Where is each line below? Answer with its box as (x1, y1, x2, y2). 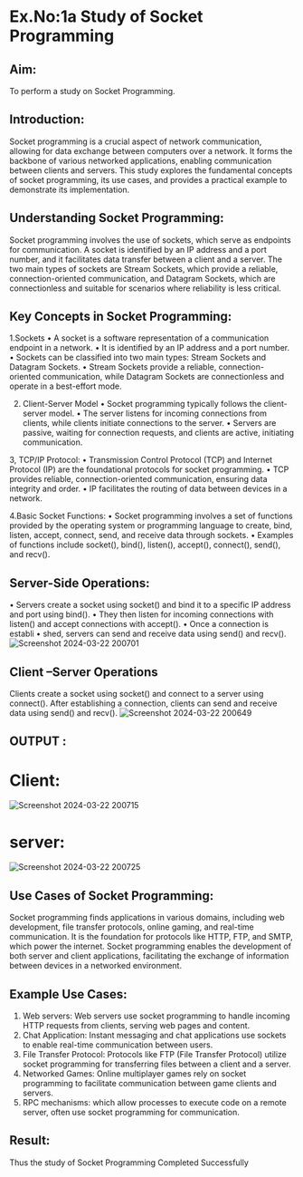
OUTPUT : (9, 734, 67, 749)
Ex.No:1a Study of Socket (9, 6, 204, 27)
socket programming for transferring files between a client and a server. (22, 1058, 291, 1069)
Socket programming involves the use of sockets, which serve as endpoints (9, 234, 291, 246)
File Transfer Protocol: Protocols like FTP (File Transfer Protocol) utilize (22, 1048, 288, 1059)
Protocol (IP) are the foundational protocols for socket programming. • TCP (9, 464, 289, 475)
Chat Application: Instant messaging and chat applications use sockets (22, 1029, 287, 1040)
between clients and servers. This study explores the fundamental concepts (9, 165, 293, 176)
